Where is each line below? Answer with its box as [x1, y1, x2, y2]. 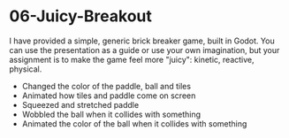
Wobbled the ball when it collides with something [21, 109, 202, 119]
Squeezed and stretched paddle [21, 99, 140, 110]
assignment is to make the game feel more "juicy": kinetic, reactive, [9, 54, 255, 65]
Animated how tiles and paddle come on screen [21, 90, 196, 101]
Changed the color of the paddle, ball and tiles [21, 80, 192, 91]
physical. [9, 64, 42, 74]
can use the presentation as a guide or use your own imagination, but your [9, 44, 280, 55]
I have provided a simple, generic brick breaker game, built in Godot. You [9, 35, 276, 46]
